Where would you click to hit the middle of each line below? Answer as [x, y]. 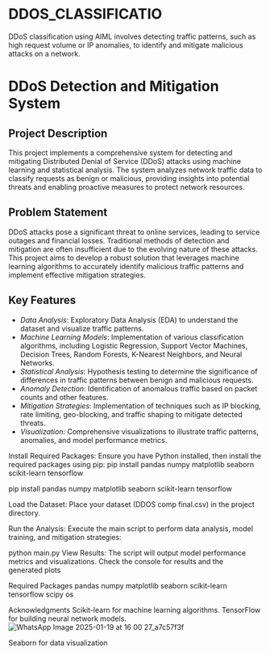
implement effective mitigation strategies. [77, 275]
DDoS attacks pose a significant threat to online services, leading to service [134, 232]
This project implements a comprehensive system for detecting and [120, 152]
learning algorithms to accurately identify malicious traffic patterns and [126, 266]
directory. [24, 513]
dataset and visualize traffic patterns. [82, 328]
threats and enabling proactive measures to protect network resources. [127, 187]
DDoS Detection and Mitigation [114, 86]
